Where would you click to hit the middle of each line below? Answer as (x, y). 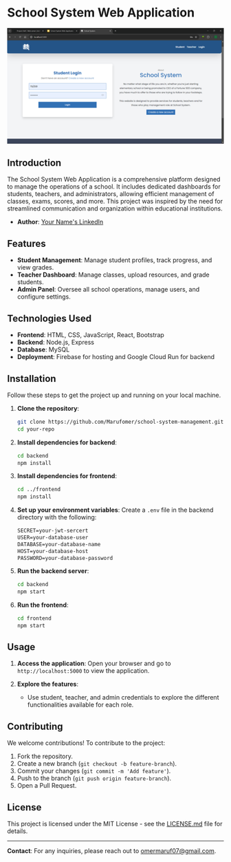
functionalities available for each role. (80, 705)
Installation (32, 379)
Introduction (34, 163)
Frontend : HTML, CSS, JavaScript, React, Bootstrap (91, 335)
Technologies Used (49, 318)
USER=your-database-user (53, 538)
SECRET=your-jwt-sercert (53, 531)
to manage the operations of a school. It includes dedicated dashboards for (114, 186)
